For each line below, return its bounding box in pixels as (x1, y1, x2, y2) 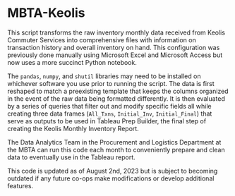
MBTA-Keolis (7, 5, 86, 21)
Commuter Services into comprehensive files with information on (7, 35, 196, 44)
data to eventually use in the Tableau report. (7, 153, 135, 161)
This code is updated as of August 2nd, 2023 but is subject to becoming (7, 166, 218, 175)
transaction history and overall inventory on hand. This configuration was (7, 43, 220, 51)
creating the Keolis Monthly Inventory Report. (7, 124, 139, 133)
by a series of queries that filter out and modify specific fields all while (7, 102, 212, 110)
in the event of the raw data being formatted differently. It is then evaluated (7, 94, 226, 103)
